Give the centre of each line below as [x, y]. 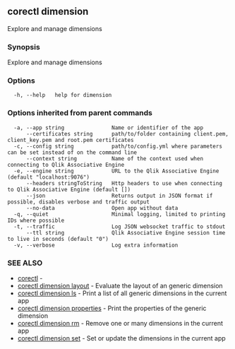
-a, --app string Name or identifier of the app [108, 128]
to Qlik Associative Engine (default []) [69, 189]
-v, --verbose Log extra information [96, 245]
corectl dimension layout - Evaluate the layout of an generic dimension [120, 286]
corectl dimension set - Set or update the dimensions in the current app [121, 338]
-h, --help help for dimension [63, 95]
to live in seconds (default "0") [58, 239]
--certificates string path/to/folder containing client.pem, [127, 134]
